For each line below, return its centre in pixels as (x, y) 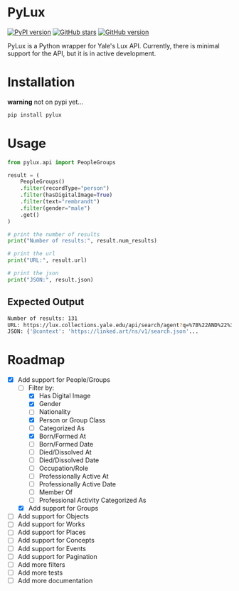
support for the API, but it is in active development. (82, 53)
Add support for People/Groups (64, 380)
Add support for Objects (53, 516)
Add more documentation (55, 580)
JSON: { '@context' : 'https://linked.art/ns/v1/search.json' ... (103, 331)
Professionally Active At (74, 476)
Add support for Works (51, 524)
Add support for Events (52, 548)
